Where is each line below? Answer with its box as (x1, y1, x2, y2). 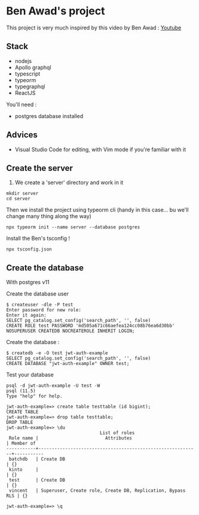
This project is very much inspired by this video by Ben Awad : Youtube (6, 24, 182, 31)
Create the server (6, 163, 74, 173)
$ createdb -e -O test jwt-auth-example (6, 350, 109, 356)
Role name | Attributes (8, 435, 133, 441)
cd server (6, 196, 31, 202)
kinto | (8, 466, 39, 473)
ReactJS (14, 89, 36, 97)
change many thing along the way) (6, 213, 91, 220)
